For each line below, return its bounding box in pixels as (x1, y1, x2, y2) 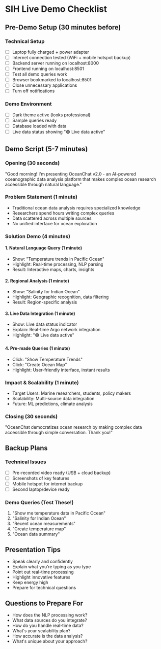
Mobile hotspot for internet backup (12, 480, 83, 486)
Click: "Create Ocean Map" (12, 361, 67, 368)
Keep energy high (12, 580, 49, 585)
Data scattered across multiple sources (12, 215, 92, 221)
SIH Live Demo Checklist (5, 3, 107, 15)
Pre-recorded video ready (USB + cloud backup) (12, 470, 111, 476)
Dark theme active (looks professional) (12, 112, 91, 118)
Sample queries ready (12, 117, 57, 123)
